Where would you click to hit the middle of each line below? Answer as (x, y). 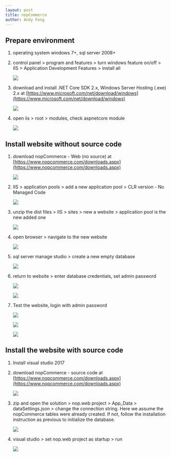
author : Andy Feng (25, 20)
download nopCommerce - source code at (58, 372)
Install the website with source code (64, 350)
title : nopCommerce (26, 15)
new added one (29, 217)
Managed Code (29, 192)
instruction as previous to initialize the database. (64, 420)
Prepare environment (40, 40)
